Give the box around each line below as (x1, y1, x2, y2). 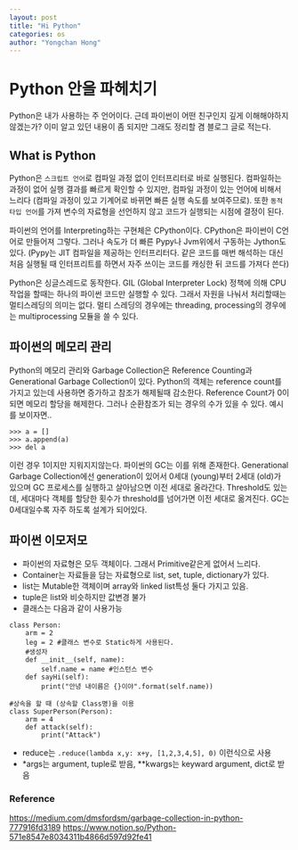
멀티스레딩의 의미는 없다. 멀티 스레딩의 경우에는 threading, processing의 (9, 300, 263, 310)
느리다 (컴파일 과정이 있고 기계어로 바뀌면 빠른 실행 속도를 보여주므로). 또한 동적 (9, 195, 283, 205)
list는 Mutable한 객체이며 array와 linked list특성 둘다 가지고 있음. (21, 581, 249, 591)
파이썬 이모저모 (9, 532, 88, 549)
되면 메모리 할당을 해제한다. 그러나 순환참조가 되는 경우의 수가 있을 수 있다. (9, 398, 268, 408)
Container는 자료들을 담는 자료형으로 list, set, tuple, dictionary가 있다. (21, 569, 270, 580)
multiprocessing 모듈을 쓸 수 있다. (18, 311, 140, 321)
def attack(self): (25, 722, 93, 731)
